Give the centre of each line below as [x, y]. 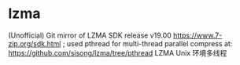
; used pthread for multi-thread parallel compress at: [148, 43]
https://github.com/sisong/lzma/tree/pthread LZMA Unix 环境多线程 [118, 52]
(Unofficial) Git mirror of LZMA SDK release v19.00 [90, 35]
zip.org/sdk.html [35, 43]
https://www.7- [198, 35]
